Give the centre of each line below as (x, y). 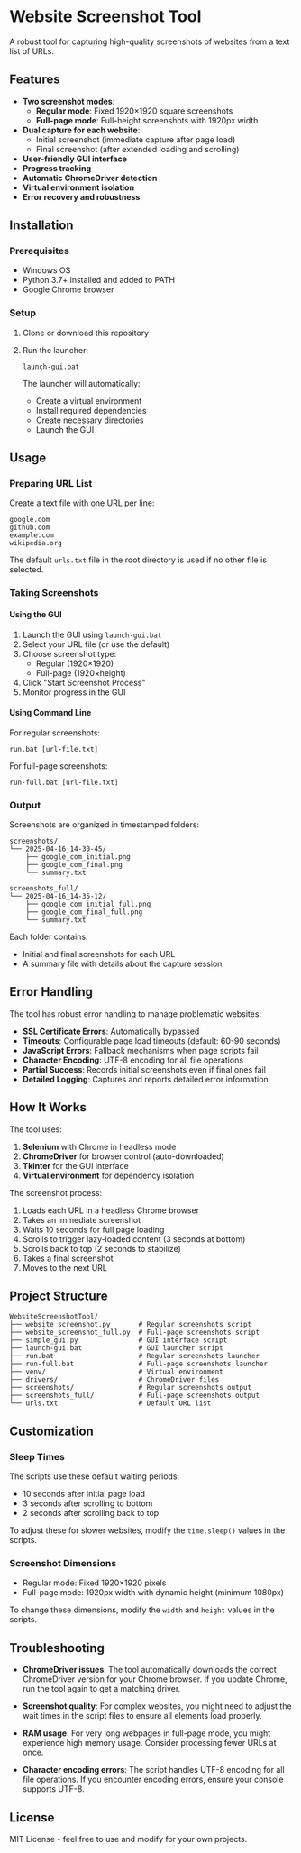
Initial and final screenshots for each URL (99, 954)
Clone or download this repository (86, 333)
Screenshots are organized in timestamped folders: (105, 825)
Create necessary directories (90, 420)
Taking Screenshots (54, 593)
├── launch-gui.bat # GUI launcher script (116, 1348)
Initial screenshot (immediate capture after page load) (136, 139)
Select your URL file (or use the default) (96, 644)
